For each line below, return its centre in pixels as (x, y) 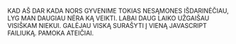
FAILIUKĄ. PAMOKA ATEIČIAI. (51, 33)
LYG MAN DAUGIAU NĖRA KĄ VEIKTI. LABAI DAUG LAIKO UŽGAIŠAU (108, 18)
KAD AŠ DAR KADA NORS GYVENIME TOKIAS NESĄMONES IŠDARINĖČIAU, (118, 11)
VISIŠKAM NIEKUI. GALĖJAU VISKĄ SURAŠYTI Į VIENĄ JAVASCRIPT (107, 25)
